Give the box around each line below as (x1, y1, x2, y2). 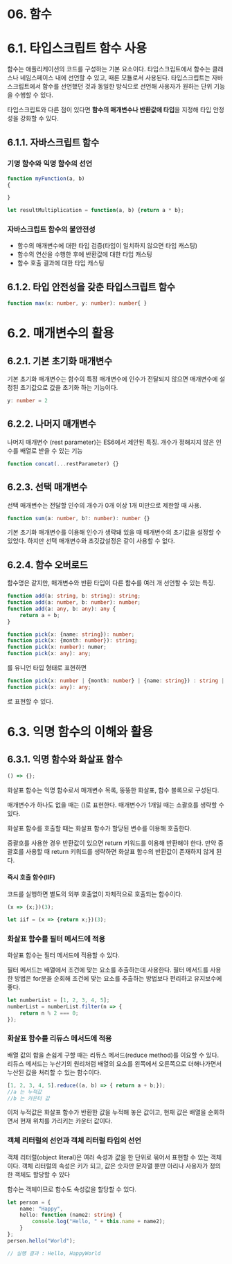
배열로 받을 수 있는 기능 (19, 446, 83, 454)
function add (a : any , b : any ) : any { (7, 605, 116, 612)
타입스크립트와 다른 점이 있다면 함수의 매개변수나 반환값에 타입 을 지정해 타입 (7, 105, 212, 114)
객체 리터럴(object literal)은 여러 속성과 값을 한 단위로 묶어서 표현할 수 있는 (7, 1152, 209, 1161)
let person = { (7, 1199, 51, 1206)
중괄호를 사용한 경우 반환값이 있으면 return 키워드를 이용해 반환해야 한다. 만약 (7, 839, 217, 847)
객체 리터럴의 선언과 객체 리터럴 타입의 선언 (7, 1136, 142, 1146)
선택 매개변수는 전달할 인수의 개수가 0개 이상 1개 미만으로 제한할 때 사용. (7, 501, 202, 509)
